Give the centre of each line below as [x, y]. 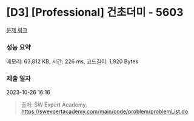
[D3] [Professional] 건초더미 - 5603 [95, 12]
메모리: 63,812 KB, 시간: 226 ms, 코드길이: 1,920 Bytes [72, 61]
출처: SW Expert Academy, [54, 104]
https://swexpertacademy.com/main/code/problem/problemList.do [105, 111]
